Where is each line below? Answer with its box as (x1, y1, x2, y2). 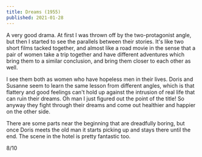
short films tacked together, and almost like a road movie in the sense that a (6, 44, 196, 52)
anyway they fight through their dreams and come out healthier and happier (6, 101, 196, 108)
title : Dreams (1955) (6, 9, 61, 15)
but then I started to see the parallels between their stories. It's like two (6, 38, 184, 45)
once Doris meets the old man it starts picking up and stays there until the (6, 126, 191, 133)
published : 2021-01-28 (6, 15, 64, 21)
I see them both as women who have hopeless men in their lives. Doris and (6, 75, 194, 83)
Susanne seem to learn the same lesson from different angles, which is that (6, 82, 195, 89)
